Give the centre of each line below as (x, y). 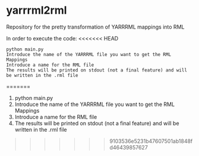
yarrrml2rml (37, 10)
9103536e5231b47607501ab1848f (151, 141)
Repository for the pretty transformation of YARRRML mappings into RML (95, 27)
